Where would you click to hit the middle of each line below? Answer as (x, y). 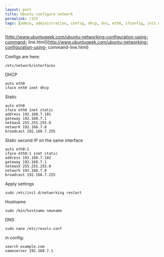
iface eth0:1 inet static (31, 154)
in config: (15, 238)
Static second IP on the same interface (44, 140)
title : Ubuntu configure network (39, 14)
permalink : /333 (21, 18)
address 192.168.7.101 (28, 114)
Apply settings (20, 184)
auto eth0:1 (17, 149)
